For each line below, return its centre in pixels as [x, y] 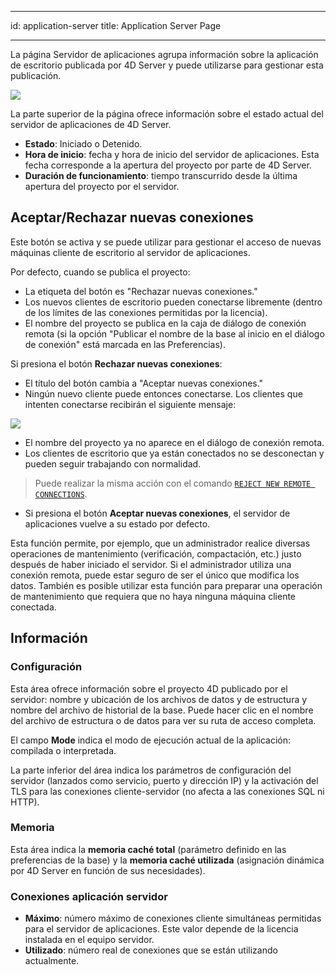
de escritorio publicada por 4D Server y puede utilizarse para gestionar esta [167, 65]
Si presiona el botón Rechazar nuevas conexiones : [116, 363]
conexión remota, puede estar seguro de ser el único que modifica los [155, 575]
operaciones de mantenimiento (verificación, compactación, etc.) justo [156, 553]
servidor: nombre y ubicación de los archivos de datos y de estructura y [159, 699]
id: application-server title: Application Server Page [116, 25]
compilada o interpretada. [63, 750]
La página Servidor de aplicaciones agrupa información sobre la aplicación [164, 54]
